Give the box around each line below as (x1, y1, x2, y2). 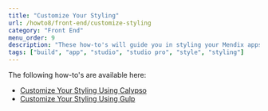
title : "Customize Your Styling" (8, 11, 120, 20)
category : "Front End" (8, 26, 84, 34)
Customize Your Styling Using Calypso (19, 86, 148, 95)
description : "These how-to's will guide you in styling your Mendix (8, 41, 245, 49)
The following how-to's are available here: (8, 71, 147, 79)
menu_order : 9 (8, 33, 56, 42)
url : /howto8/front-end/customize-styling (8, 19, 152, 27)
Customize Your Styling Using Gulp (19, 94, 136, 103)
